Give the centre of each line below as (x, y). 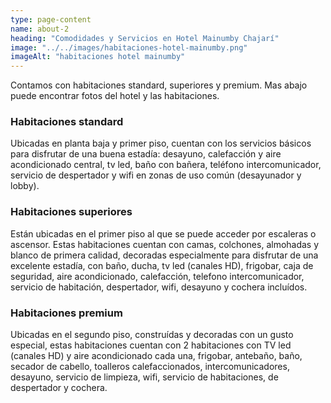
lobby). (25, 186)
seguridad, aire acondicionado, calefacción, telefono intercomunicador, (157, 276)
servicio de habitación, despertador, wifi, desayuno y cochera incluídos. (159, 287)
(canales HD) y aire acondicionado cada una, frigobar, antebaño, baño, (156, 356)
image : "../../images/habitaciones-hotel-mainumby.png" (129, 47)
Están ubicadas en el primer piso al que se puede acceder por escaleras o (163, 233)
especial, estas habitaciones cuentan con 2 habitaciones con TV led (151, 345)
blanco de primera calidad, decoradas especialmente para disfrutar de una (164, 255)
